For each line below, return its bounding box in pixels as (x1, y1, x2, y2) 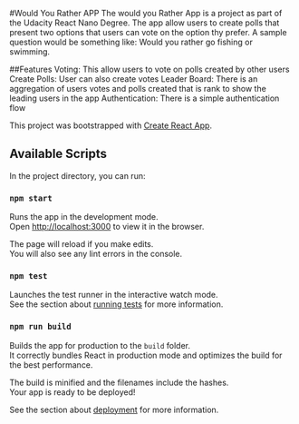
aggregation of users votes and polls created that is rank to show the (9, 84, 267, 94)
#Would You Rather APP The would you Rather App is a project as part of (9, 8, 283, 18)
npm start (9, 192, 53, 203)
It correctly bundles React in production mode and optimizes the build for (9, 350, 283, 360)
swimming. (9, 46, 51, 57)
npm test (9, 271, 48, 281)
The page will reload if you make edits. (9, 239, 154, 250)
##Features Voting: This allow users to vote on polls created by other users (9, 64, 290, 74)
